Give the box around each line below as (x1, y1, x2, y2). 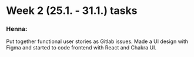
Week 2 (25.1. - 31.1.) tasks (6, 4, 138, 17)
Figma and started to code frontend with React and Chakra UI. (6, 44, 157, 51)
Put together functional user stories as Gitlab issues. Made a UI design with (6, 38, 189, 45)
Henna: (6, 25, 28, 33)
